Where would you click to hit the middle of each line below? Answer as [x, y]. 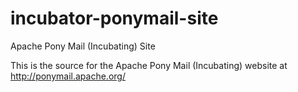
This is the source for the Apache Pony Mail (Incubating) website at [149, 65]
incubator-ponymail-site [114, 18]
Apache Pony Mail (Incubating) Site [83, 46]
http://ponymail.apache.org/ [68, 76]
